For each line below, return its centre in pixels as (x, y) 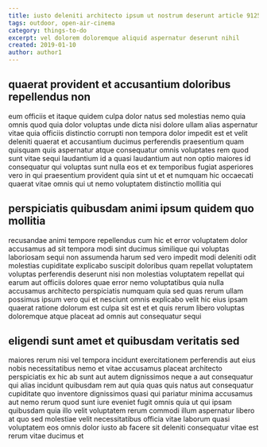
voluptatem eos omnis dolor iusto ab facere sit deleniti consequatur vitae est (133, 428)
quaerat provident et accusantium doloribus (120, 85)
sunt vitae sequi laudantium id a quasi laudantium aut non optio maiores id (130, 158)
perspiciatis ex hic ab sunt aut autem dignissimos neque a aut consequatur (131, 377)
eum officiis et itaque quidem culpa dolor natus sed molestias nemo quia (127, 116)
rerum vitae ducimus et (46, 436)
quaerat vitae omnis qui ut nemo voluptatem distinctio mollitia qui (115, 183)
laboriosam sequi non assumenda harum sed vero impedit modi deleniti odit (132, 257)
